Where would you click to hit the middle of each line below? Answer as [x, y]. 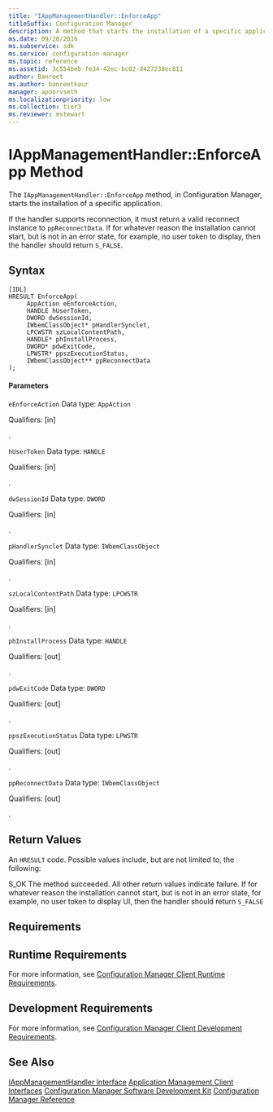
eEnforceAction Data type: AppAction [70, 403]
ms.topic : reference [43, 62]
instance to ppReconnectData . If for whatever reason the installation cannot [132, 227]
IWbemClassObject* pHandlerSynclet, [89, 325]
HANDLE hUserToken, [59, 310]
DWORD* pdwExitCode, [61, 346]
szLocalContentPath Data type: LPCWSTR [73, 593]
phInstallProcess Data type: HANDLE [68, 640]
